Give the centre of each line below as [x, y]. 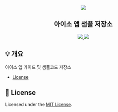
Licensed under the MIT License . [39, 105]
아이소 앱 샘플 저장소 [83, 24]
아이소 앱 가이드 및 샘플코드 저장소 [38, 67]
